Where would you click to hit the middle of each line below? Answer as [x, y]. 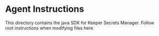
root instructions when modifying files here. [50, 28]
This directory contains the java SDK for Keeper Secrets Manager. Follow [80, 23]
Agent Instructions [45, 9]
